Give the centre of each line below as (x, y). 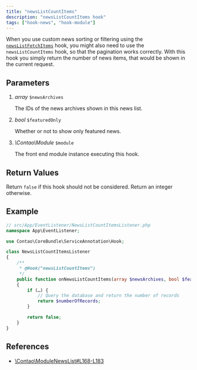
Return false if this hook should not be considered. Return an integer (89, 187)
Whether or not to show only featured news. (68, 131)
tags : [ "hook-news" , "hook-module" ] (51, 22)
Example (22, 212)
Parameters (28, 83)
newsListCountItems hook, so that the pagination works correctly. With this (96, 52)
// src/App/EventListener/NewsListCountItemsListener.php (78, 225)
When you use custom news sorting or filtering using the (74, 39)
